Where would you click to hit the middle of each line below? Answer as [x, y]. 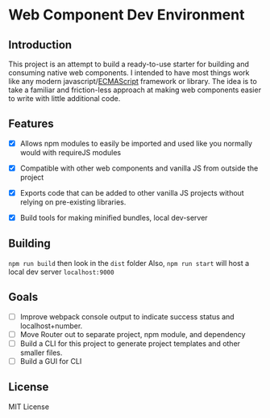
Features [31, 124]
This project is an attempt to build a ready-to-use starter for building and [129, 64]
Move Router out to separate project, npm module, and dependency [133, 334]
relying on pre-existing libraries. [73, 202]
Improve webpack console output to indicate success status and [127, 316]
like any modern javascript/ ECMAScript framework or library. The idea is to [133, 81]
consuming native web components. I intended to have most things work [129, 73]
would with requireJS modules [71, 152]
